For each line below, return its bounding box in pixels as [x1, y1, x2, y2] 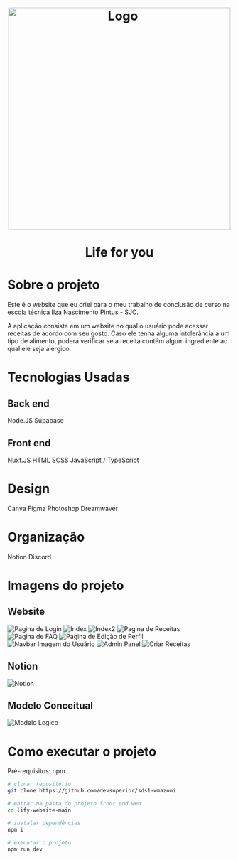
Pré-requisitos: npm [7, 767, 66, 775]
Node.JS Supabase [7, 416, 64, 425]
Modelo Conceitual [7, 700, 94, 712]
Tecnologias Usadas [7, 370, 130, 385]
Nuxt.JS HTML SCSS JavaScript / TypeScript [7, 456, 140, 464]
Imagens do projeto [7, 578, 124, 593]
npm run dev [7, 846, 43, 853]
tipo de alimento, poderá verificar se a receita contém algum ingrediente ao [7, 337, 228, 345]
